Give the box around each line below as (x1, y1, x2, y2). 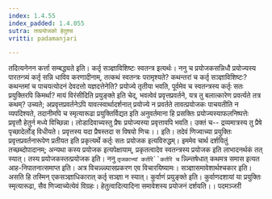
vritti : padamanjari (8, 34, 78, 43)
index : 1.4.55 (8, 11, 56, 20)
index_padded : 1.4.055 (8, 19, 85, 27)
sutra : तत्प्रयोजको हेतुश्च (8, 27, 73, 35)
